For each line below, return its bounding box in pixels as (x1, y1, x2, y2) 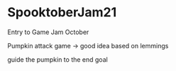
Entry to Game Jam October (7, 28, 89, 36)
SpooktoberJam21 (7, 4, 117, 21)
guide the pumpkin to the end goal (7, 55, 108, 64)
